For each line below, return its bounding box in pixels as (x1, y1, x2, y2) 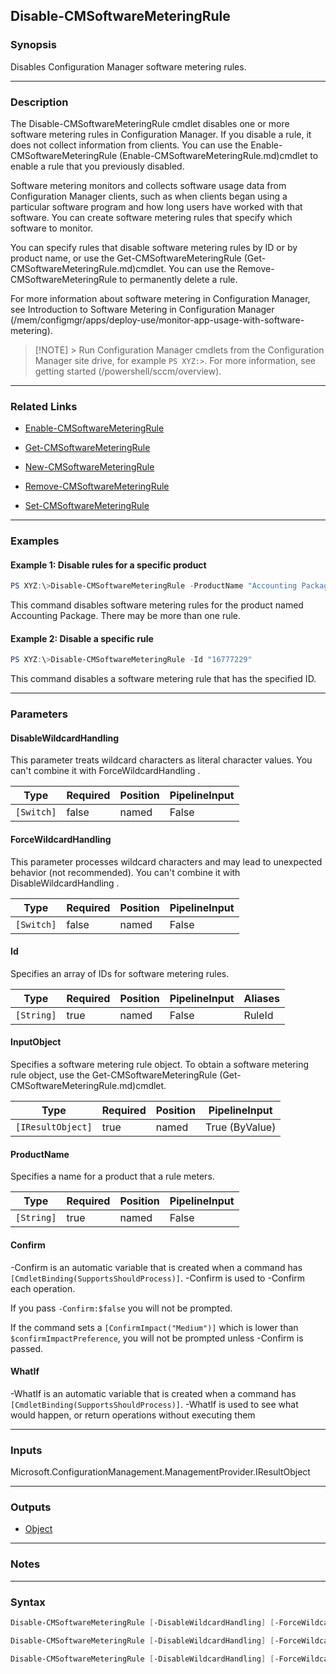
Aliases (243, 991, 280, 1005)
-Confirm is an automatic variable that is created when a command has (10, 1261, 303, 1273)
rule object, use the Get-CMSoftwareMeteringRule (10, 1069, 218, 1081)
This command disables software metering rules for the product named (10, 599, 304, 611)
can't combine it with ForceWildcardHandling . (10, 765, 201, 777)
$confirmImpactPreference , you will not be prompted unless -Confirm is (10, 1332, 304, 1344)
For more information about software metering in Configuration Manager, (10, 292, 311, 304)
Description (10, 95, 69, 109)
